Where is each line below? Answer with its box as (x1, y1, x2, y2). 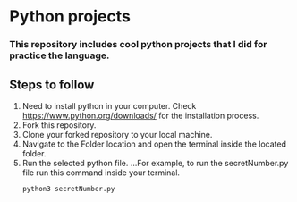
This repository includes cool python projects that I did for (9, 38, 267, 51)
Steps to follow (9, 77, 95, 92)
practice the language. (9, 49, 110, 62)
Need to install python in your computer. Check (21, 100, 197, 111)
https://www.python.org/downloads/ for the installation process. (21, 110, 259, 121)
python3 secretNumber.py (21, 184, 115, 193)
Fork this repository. (21, 119, 97, 130)
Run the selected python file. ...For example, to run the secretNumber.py (21, 157, 289, 168)
